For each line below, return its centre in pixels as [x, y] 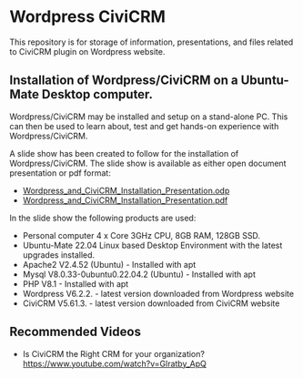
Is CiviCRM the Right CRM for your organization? [113, 353]
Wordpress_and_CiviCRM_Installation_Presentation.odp [126, 190]
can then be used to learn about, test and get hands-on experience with [144, 126]
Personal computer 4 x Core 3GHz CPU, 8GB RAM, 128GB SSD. [141, 235]
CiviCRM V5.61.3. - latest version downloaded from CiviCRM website [151, 303]
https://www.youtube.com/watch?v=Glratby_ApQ [114, 363]
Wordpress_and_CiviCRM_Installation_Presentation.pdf [125, 200]
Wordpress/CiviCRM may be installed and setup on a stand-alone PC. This [149, 117]
